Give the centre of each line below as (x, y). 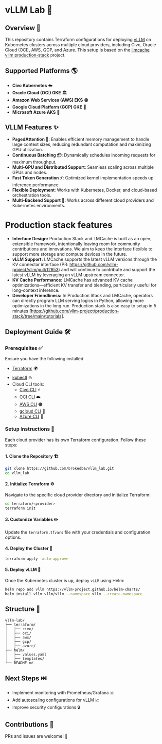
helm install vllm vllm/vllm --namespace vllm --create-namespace (74, 594)
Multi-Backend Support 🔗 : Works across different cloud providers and (83, 200)
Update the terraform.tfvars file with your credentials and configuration (78, 532)
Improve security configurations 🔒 (46, 708)
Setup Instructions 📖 (30, 429)
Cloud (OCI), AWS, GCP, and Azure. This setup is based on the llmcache (77, 50)
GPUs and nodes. (30, 172)
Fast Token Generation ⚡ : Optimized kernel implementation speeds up (83, 177)
